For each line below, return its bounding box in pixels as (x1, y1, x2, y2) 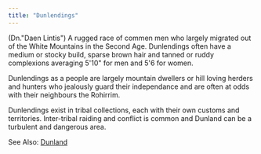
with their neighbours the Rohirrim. (8, 90, 121, 99)
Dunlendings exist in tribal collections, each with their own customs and (8, 105, 240, 115)
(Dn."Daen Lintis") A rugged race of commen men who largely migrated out (8, 33, 252, 42)
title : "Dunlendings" (8, 11, 79, 20)
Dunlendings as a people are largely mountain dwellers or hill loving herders (8, 73, 253, 82)
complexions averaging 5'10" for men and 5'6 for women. (8, 58, 194, 68)
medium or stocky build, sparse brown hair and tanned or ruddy (8, 49, 214, 59)
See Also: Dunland (8, 137, 68, 146)
